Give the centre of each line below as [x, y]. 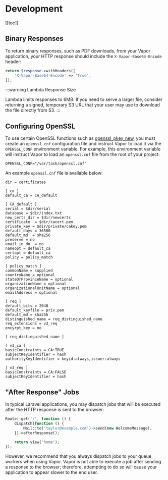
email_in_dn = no [24, 244]
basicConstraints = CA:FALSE [36, 372]
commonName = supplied [29, 271]
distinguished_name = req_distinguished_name [54, 319]
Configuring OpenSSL [40, 126]
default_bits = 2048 [27, 306]
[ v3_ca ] [16, 346]
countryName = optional [30, 275]
